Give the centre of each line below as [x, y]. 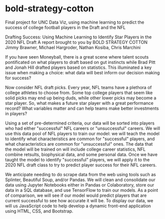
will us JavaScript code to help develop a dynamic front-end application [78, 206]
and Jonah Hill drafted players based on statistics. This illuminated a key [78, 67]
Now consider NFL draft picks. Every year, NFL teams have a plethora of [78, 87]
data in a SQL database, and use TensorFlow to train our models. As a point [82, 190]
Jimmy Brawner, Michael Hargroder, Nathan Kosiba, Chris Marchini [73, 47]
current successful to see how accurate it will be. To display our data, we [79, 200]
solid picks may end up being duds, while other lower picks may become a [81, 98]
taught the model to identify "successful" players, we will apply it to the [78, 159]
